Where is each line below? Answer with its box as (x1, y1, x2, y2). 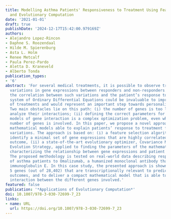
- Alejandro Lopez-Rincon (5, 36, 60, 41)
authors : (5, 31, 24, 36)
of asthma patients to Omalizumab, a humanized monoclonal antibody (10, 159, 158, 164)
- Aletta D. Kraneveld (5, 64, 53, 69)
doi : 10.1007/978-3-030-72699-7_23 (5, 192, 81, 197)
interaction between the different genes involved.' (10, 177, 124, 183)
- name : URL (5, 201, 31, 206)
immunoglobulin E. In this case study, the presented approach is (10, 163, 154, 168)
